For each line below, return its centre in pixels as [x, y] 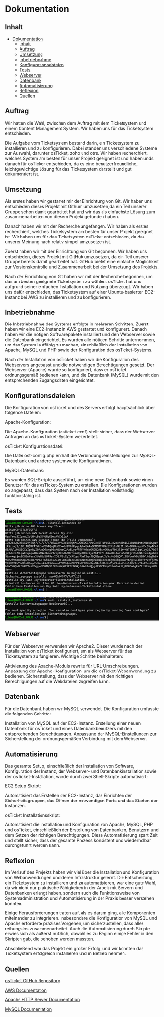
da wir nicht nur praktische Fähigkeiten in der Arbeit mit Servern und [74, 888]
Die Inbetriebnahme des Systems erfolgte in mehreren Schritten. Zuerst [77, 324]
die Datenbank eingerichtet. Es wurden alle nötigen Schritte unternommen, [80, 340]
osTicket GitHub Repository [32, 981]
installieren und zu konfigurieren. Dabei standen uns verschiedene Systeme [81, 148]
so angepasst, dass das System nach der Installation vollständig [70, 490]
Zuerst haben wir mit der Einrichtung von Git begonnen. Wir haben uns [76, 251]
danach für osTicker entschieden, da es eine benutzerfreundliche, [72, 163]
